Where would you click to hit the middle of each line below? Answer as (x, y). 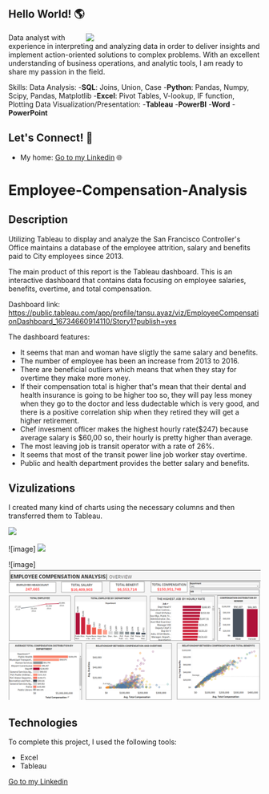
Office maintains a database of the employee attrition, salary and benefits (129, 247)
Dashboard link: (34, 304)
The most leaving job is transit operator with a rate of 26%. (117, 446)
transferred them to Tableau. (55, 516)
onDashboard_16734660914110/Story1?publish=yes (92, 321)
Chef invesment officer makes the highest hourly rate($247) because (134, 429)
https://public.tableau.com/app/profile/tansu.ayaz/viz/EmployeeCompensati (134, 313)
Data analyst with (37, 37)
